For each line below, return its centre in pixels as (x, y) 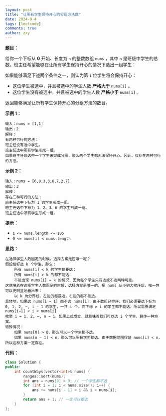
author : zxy (17, 33)
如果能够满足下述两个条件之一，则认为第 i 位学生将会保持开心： (71, 75)
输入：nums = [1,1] (24, 124)
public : (13, 367)
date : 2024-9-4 (21, 19)
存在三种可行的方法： (24, 197)
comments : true (21, 28)
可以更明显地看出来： (24, 291)
